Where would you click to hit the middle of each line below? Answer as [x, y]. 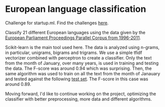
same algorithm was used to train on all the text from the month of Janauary [83, 73]
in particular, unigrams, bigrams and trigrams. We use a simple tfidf [74, 53]
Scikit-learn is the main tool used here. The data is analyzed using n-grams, [82, 47]
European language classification [76, 9]
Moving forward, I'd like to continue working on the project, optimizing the [81, 94]
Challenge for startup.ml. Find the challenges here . [57, 23]
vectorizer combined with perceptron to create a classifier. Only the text [79, 57]
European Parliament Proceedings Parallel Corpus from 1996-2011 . [73, 38]
